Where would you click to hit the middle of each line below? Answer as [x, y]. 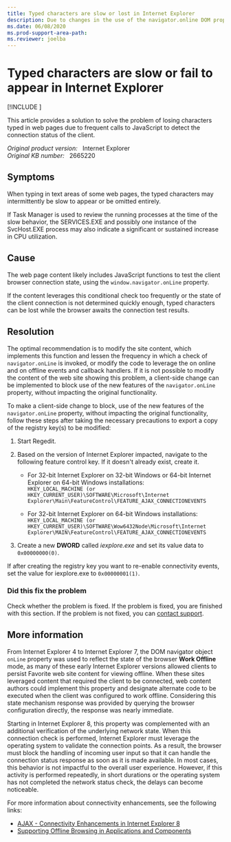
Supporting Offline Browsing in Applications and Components [104, 830]
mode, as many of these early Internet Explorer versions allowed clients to [112, 666]
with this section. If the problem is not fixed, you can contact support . [106, 613]
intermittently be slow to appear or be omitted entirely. [84, 201]
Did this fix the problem [47, 591]
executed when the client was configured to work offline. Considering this [112, 695]
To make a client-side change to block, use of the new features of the [106, 405]
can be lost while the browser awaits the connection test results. [98, 310]
